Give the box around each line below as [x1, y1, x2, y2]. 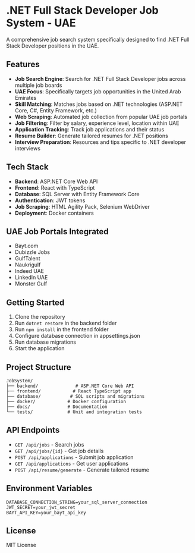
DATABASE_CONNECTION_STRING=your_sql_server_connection [6, 499, 147, 505]
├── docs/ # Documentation [6, 404, 108, 410]
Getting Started [6, 297, 65, 307]
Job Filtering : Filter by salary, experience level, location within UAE [14, 120, 180, 127]
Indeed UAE [14, 268, 45, 275]
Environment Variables [6, 483, 93, 494]
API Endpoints [6, 425, 60, 435]
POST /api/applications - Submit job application [14, 453, 134, 461]
